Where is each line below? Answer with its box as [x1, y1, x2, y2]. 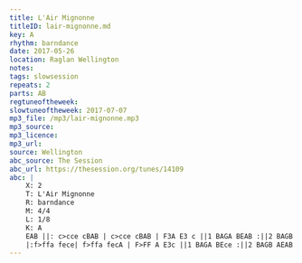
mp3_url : [9, 139, 42, 148]
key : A [9, 30, 34, 39]
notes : [9, 64, 34, 73]
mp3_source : [9, 123, 54, 132]
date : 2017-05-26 [9, 47, 75, 56]
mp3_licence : [9, 131, 59, 140]
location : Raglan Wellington [9, 55, 119, 64]
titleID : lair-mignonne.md [9, 22, 111, 31]
